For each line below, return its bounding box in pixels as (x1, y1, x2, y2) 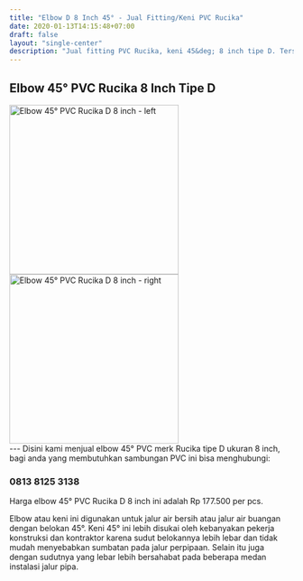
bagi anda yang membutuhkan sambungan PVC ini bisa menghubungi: (9, 453, 271, 464)
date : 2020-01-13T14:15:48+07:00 (9, 22, 135, 31)
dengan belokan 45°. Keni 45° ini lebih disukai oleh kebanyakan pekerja (9, 523, 275, 534)
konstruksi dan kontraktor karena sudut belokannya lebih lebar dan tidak (9, 532, 278, 543)
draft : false (9, 30, 59, 39)
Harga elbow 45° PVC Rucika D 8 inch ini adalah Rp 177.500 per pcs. (9, 496, 263, 507)
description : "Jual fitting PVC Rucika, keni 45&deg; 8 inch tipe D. (9, 47, 277, 56)
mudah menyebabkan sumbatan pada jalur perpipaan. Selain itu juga (9, 542, 264, 553)
